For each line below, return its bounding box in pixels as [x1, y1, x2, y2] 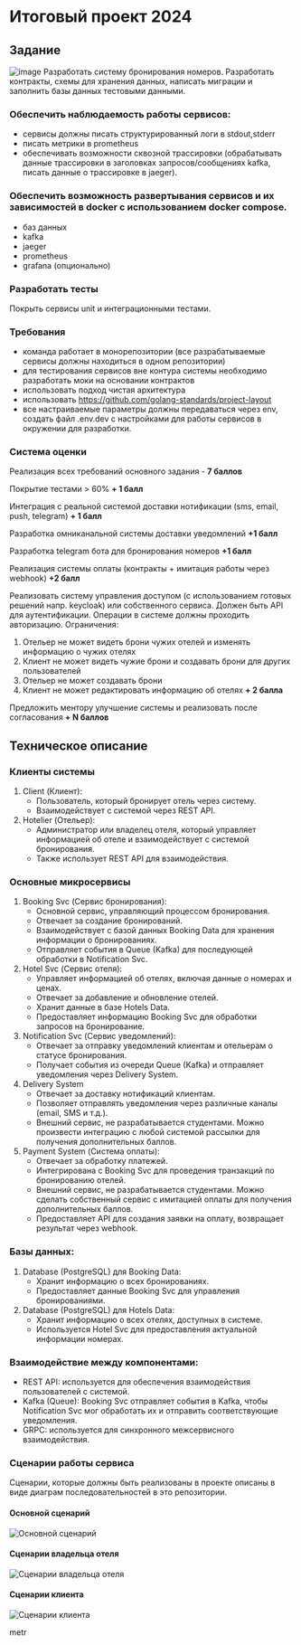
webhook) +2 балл [9, 572, 80, 584]
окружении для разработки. [22, 423, 132, 434]
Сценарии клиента [9, 1589, 84, 1600]
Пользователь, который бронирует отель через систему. [35, 796, 257, 807]
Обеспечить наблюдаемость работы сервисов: [9, 108, 231, 120]
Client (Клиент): [22, 786, 83, 797]
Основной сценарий [9, 1508, 90, 1518]
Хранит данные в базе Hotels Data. [35, 1002, 170, 1013]
